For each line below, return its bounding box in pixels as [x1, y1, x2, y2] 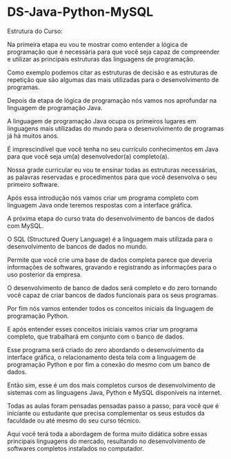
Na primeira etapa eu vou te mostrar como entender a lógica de [7, 40, 188, 48]
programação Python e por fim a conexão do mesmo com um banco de [7, 360, 210, 369]
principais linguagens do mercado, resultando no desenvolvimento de [7, 437, 205, 445]
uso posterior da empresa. [7, 270, 83, 278]
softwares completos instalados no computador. [7, 444, 145, 452]
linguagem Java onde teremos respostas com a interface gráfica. [7, 201, 193, 209]
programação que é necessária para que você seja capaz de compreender [7, 48, 220, 56]
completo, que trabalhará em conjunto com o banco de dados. [7, 332, 185, 340]
